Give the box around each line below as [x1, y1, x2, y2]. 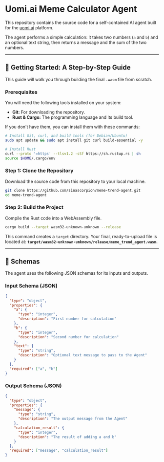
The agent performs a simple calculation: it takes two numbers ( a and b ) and [5, 34, 159, 40]
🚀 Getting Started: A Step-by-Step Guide [5, 64, 131, 72]
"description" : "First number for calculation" [18, 316, 117, 321]
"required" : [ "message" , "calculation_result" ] [9, 448, 108, 453]
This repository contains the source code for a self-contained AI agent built [5, 20, 157, 25]
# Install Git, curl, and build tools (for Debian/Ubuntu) [5, 133, 128, 138]
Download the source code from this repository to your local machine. [5, 178, 146, 184]
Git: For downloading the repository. [12, 109, 85, 115]
